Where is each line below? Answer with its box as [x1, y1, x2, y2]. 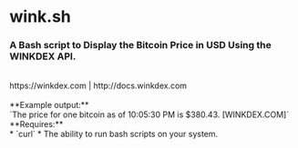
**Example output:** [9, 100, 89, 111]
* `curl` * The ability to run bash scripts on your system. [9, 129, 219, 140]
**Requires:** [9, 119, 64, 130]
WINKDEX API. [9, 50, 77, 63]
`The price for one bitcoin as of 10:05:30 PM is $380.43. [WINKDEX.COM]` [9, 109, 290, 120]
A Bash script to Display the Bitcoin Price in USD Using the [9, 39, 272, 52]
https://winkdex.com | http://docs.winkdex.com [9, 80, 188, 92]
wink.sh [9, 6, 71, 27]
